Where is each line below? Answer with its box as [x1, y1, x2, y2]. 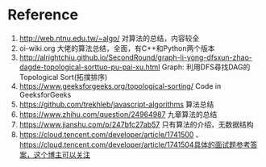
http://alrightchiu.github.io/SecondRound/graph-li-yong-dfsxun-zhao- [19, 52, 253, 62]
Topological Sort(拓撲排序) [19, 72, 108, 81]
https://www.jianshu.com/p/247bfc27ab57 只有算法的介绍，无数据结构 [19, 119, 254, 129]
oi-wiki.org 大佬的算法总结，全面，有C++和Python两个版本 [19, 43, 215, 53]
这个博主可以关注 [33, 149, 90, 159]
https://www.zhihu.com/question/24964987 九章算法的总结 [19, 109, 218, 119]
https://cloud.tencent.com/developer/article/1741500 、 [19, 129, 203, 139]
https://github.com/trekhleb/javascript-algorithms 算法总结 [19, 99, 214, 109]
